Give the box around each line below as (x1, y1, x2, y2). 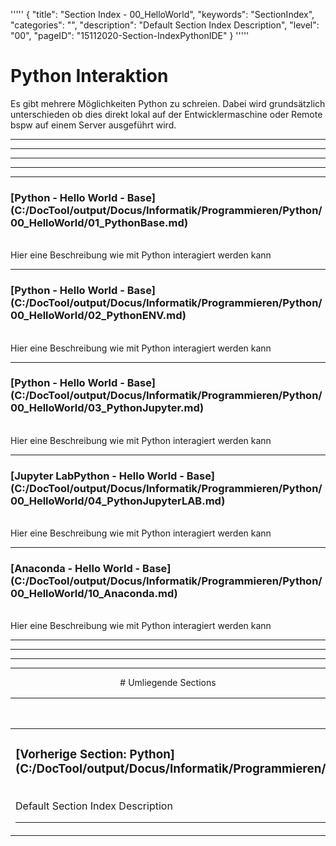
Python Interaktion (10, 65, 169, 88)
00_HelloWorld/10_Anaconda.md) (10, 587, 178, 601)
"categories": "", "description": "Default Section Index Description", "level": (10, 19, 320, 31)
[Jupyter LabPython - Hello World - (10, 469, 185, 483)
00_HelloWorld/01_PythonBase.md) (10, 215, 189, 229)
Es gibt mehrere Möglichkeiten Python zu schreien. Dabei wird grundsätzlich (10, 97, 326, 109)
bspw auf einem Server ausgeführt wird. (10, 119, 177, 131)
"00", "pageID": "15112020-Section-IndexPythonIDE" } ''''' (10, 30, 250, 41)
